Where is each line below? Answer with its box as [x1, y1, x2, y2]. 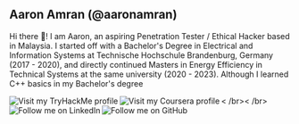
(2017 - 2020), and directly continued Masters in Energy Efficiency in [9, 59, 263, 70]
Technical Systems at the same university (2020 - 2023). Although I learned [9, 69, 289, 79]
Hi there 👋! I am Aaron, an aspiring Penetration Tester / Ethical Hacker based [9, 30, 290, 41]
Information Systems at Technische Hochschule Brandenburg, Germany [9, 49, 274, 61]
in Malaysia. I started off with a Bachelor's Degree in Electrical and [9, 40, 253, 51]
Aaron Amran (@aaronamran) [9, 7, 178, 22]
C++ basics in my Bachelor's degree [9, 78, 144, 88]
